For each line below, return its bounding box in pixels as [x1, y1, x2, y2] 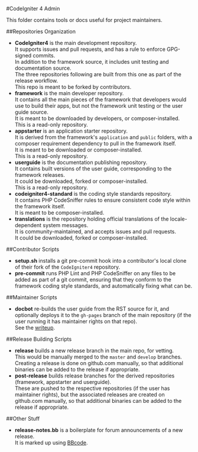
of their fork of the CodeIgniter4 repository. [14, 263, 121, 270]
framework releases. [14, 172, 65, 178]
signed [14, 52, 32, 59]
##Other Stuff [6, 415, 40, 422]
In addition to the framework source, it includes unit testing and [14, 59, 170, 65]
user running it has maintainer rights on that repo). [14, 318, 138, 325]
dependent [14, 222, 42, 228]
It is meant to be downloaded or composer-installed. [14, 146, 143, 153]
